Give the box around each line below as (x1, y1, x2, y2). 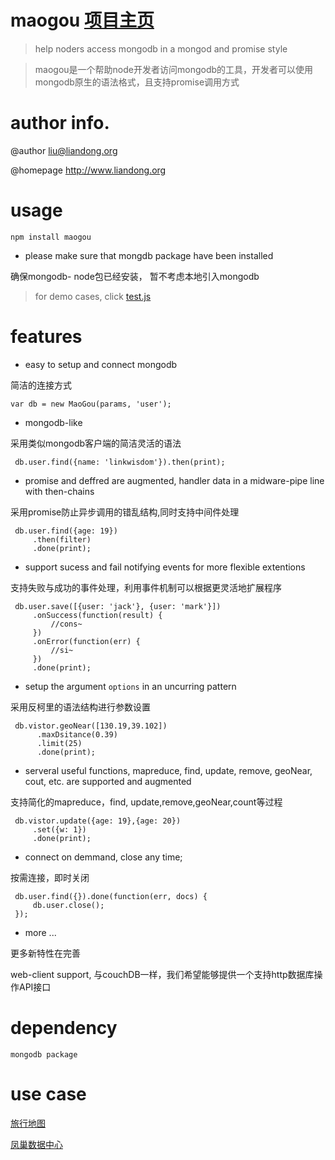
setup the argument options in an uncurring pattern (24, 680, 237, 692)
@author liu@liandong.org (10, 144, 118, 156)
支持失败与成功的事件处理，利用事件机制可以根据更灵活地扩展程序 (10, 581, 282, 593)
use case (10, 1082, 87, 1105)
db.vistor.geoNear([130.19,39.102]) (14, 721, 168, 731)
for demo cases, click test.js (34, 290, 152, 302)
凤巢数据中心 (10, 1138, 63, 1150)
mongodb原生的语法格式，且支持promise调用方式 (34, 76, 240, 88)
